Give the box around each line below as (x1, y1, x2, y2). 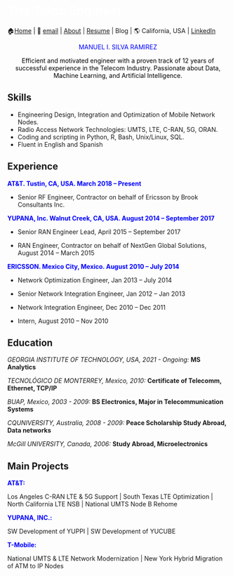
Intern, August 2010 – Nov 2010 (17, 316, 109, 325)
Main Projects (7, 460, 69, 472)
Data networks (7, 426, 51, 435)
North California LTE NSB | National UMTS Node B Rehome (7, 500, 178, 509)
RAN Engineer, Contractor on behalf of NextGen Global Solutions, (17, 241, 207, 249)
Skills (7, 91, 32, 104)
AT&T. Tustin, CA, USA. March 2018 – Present (7, 179, 142, 188)
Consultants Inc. (17, 200, 65, 209)
